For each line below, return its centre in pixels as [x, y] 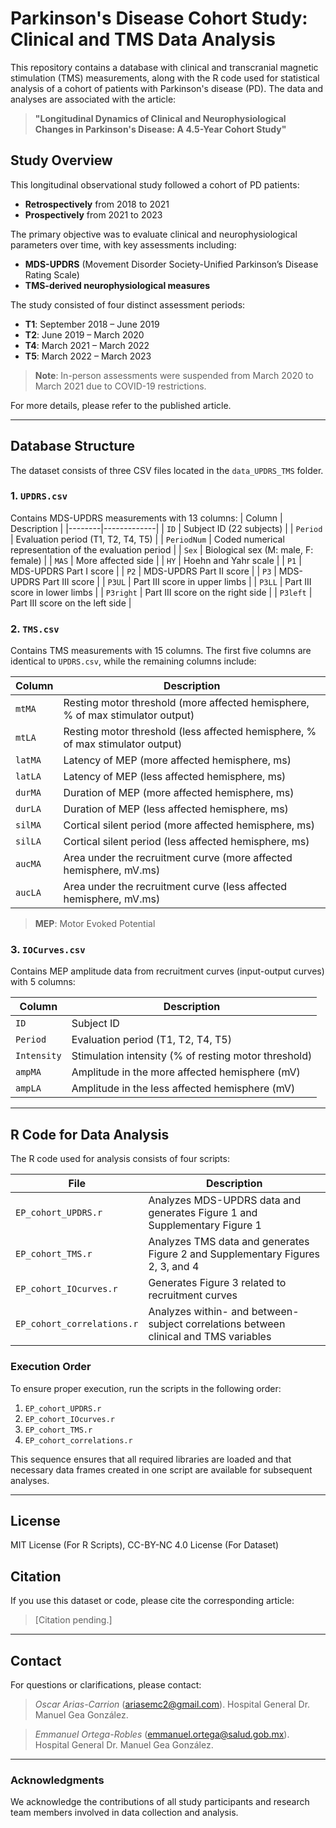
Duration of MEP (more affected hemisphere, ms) [179, 793]
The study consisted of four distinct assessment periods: [128, 304]
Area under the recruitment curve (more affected [178, 858]
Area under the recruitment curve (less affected [175, 887]
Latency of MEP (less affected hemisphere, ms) [175, 777]
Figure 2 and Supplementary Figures [234, 1254]
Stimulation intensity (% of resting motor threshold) [192, 1056]
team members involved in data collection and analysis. [124, 1813]
